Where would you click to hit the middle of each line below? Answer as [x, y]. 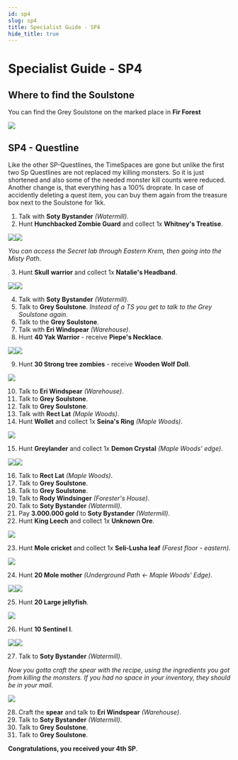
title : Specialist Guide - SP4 [54, 27]
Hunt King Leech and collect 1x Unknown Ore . [86, 521]
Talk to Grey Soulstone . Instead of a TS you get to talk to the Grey [115, 307]
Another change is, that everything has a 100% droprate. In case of [106, 188]
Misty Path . [25, 259]
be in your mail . [31, 685]
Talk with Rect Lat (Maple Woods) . [69, 414]
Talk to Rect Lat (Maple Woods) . [65, 476]
